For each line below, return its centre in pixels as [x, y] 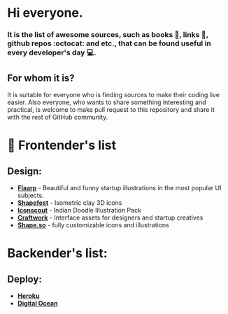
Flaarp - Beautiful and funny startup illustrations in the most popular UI [119, 187]
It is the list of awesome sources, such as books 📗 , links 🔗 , [108, 35]
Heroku [28, 296]
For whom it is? [41, 78]
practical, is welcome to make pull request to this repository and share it [111, 109]
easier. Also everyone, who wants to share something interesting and [107, 102]
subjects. [30, 195]
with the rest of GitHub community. [58, 117]
